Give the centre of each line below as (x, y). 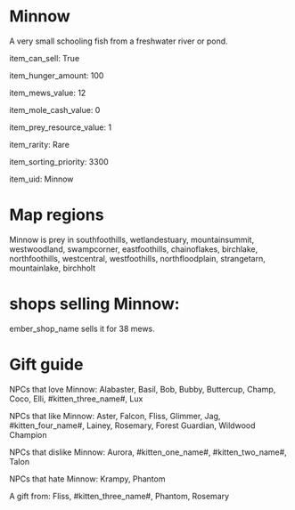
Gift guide (46, 364)
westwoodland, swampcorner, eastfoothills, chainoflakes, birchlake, (134, 249)
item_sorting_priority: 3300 (59, 161)
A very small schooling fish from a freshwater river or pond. (119, 41)
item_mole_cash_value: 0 (55, 109)
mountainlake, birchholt (53, 268)
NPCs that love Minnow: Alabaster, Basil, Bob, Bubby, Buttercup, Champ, (143, 389)
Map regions (57, 215)
